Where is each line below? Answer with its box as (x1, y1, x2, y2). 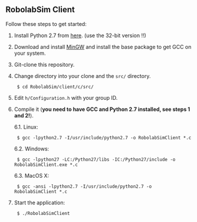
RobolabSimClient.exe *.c (14, 162, 78, 168)
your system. (14, 50, 46, 57)
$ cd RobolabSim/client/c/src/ (17, 84, 94, 90)
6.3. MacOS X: (14, 172, 50, 179)
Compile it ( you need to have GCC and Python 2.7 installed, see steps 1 (14, 106, 191, 113)
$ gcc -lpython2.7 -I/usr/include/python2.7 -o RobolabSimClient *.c (17, 135, 192, 141)
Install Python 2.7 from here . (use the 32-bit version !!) (14, 32, 147, 39)
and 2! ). (14, 112, 34, 119)
